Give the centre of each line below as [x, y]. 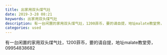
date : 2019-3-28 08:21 [29, 14]
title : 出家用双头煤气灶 [28, 10]
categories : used [23, 28]
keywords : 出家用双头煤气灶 [31, 19]
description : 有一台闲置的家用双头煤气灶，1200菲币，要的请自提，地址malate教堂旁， [85, 23]
